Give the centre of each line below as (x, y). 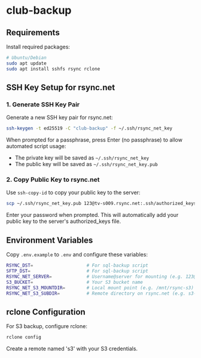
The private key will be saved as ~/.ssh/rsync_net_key (82, 158)
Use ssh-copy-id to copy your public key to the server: (73, 192)
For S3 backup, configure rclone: (47, 326)
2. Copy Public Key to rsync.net (53, 180)
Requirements (33, 33)
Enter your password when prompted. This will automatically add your (92, 215)
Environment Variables (50, 240)
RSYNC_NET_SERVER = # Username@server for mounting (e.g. (95, 276)
